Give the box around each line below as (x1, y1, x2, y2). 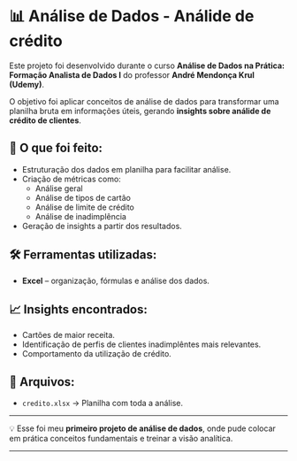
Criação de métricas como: (21, 173, 121, 184)
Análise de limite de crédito (34, 202, 134, 212)
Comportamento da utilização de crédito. (21, 349, 172, 359)
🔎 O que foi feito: (9, 141, 103, 156)
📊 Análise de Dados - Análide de (9, 6, 255, 27)
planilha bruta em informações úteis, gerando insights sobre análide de (9, 105, 271, 116)
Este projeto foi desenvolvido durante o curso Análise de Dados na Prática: (9, 60, 286, 71)
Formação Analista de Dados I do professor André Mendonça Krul (9, 69, 255, 80)
